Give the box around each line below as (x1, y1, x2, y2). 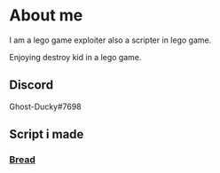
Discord (9, 77, 54, 93)
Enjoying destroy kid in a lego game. (9, 51, 142, 62)
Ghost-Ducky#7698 (9, 101, 82, 112)
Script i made (9, 127, 84, 142)
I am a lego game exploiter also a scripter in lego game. (9, 35, 212, 45)
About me (9, 5, 83, 26)
